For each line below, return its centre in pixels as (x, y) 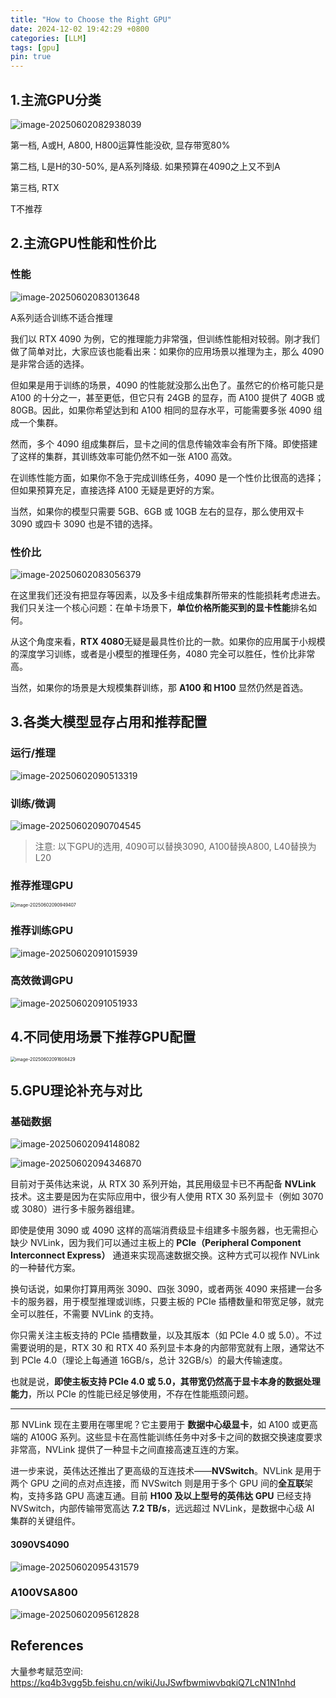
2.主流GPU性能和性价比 (83, 243)
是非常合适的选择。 (50, 363)
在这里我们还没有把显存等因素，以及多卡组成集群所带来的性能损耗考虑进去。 (168, 595)
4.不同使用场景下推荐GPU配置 (103, 1037)
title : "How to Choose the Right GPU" (91, 19)
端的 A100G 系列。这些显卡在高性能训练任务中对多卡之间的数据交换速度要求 (166, 1437)
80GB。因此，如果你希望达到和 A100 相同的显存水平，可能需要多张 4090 (161, 410)
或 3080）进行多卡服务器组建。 (75, 1209)
